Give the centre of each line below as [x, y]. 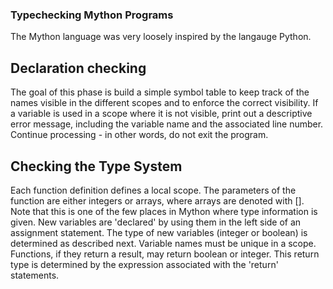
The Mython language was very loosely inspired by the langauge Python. [161, 37]
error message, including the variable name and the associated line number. [167, 124]
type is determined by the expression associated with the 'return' [144, 264]
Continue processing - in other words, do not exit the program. [139, 135]
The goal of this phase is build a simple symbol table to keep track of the [160, 92]
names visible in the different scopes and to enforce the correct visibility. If [164, 103]
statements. [35, 275]
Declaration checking [78, 68]
